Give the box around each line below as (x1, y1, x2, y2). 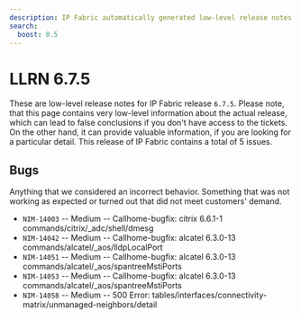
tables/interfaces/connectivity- (151, 289, 268, 301)
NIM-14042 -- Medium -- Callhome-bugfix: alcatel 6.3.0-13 (22, 233, 236, 244)
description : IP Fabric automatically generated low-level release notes (9, 13, 293, 22)
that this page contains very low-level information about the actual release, (9, 108, 287, 119)
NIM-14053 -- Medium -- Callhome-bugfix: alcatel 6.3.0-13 (22, 270, 236, 281)
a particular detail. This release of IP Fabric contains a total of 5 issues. (9, 137, 273, 147)
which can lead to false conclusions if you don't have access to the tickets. (9, 118, 288, 128)
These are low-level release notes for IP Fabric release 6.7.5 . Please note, (9, 98, 286, 109)
